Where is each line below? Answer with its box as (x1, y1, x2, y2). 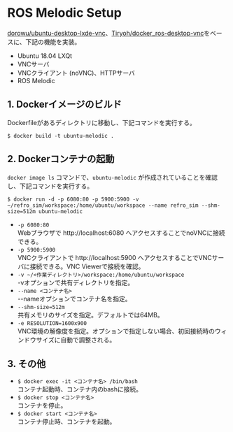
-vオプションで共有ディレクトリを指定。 (17, 278, 134, 287)
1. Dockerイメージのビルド (7, 99, 122, 110)
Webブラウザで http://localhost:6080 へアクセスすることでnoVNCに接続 (17, 229, 225, 237)
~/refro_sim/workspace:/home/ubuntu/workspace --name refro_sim (7, 201, 199, 209)
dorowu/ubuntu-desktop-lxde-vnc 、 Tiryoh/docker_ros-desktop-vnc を (7, 29, 211, 37)
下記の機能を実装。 (25, 37, 81, 46)
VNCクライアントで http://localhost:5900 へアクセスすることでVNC (17, 253, 212, 261)
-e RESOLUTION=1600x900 (17, 319, 87, 326)
